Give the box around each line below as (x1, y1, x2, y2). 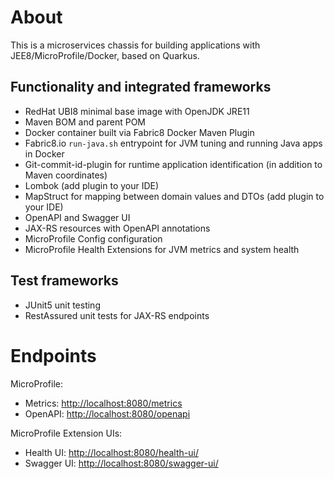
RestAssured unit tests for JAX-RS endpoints (24, 309, 210, 321)
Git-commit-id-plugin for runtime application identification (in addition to (24, 158, 323, 170)
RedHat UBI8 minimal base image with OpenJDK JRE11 (24, 105, 250, 117)
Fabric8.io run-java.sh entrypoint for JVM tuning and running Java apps (24, 137, 323, 149)
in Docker (24, 147, 65, 160)
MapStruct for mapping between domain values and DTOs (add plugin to (24, 190, 325, 202)
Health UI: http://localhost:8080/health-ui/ (24, 446, 199, 458)
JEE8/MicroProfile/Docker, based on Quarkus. (10, 49, 200, 61)
